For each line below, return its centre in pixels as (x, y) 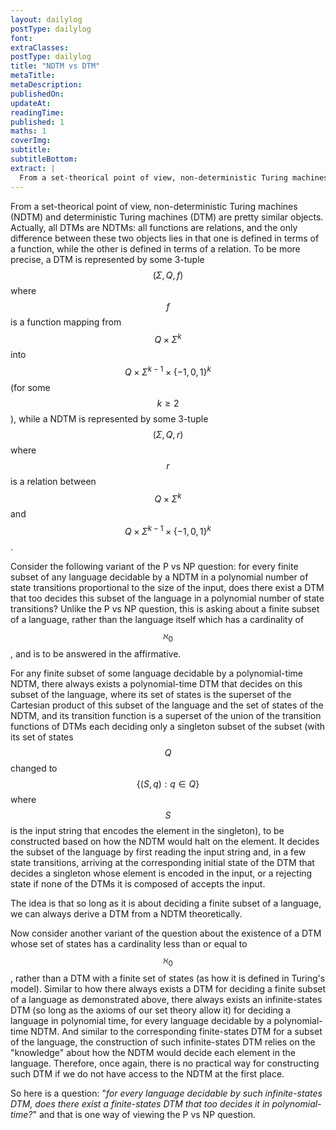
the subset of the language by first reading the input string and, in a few (158, 852)
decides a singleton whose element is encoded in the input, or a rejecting (161, 873)
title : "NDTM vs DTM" (55, 66)
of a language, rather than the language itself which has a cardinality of (157, 620)
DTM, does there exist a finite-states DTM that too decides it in (140, 1103)
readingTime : (37, 112)
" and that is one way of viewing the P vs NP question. (144, 1114)
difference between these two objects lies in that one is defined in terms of (165, 238)
